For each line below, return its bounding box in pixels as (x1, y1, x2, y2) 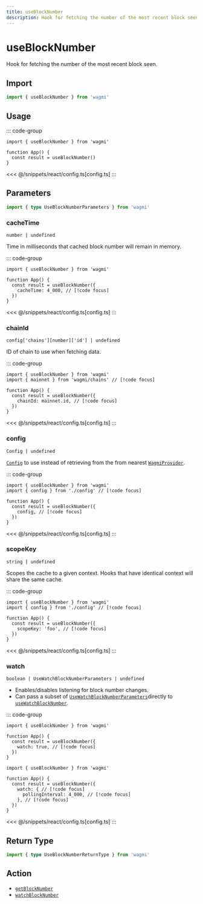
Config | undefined (6, 448, 56, 454)
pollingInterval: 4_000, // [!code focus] (22, 791, 131, 798)
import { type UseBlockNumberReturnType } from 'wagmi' (6, 851, 150, 857)
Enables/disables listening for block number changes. (14, 687, 149, 694)
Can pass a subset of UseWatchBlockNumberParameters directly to (14, 693, 173, 700)
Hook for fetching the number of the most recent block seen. (6, 61, 158, 68)
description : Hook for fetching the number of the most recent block (6, 15, 185, 21)
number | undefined (6, 232, 56, 238)
